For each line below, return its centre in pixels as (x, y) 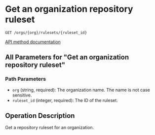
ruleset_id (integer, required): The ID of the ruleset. (65, 100)
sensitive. (22, 95)
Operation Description (40, 116)
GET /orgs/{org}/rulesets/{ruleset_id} (46, 33)
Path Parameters (25, 79)
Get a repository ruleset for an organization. (50, 128)
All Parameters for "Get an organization (67, 57)
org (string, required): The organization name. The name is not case (81, 90)
